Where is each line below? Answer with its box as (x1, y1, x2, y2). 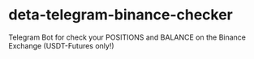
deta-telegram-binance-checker (8, 6, 233, 24)
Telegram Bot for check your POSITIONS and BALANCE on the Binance (8, 32, 246, 42)
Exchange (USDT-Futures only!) (8, 40, 115, 50)
